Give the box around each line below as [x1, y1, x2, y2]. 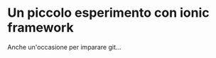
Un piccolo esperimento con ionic [7, 5, 210, 21]
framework [7, 20, 74, 36]
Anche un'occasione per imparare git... [7, 43, 121, 51]
